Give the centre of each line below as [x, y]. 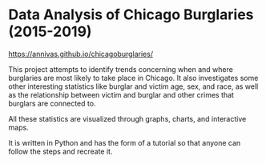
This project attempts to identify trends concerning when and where [121, 69]
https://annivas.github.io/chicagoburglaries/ [81, 54]
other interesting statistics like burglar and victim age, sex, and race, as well [133, 86]
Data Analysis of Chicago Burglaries [131, 15]
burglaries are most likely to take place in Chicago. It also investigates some [133, 78]
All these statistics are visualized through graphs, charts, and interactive [127, 118]
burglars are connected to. [52, 103]
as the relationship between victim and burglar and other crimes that [121, 94]
